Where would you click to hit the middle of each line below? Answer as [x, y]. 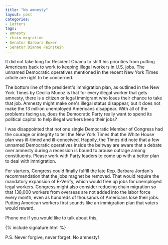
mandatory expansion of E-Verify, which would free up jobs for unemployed [83, 181]
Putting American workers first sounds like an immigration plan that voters [82, 203]
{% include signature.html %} [36, 227]
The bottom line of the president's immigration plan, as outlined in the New [82, 87]
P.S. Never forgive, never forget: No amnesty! [52, 237]
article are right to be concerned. [39, 77]
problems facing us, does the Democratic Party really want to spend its [78, 114]
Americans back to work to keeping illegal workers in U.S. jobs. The [75, 67]
